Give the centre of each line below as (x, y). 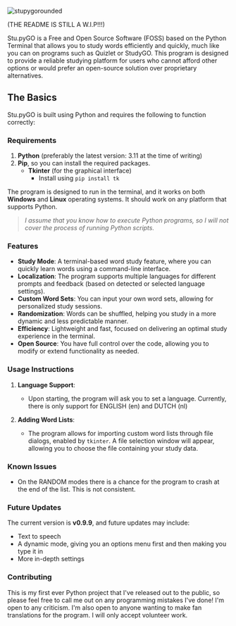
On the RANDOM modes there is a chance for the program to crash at (118, 482)
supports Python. (32, 207)
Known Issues (32, 466)
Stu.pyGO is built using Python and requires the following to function (107, 114)
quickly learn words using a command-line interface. (94, 269)
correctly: (21, 122)
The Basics (32, 98)
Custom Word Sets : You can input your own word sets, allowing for (115, 299)
